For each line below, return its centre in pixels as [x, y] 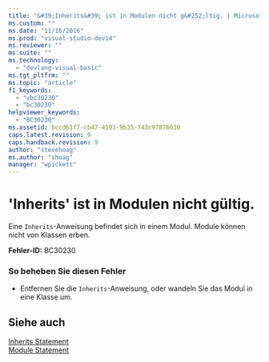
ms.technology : [34, 61]
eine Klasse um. [46, 297]
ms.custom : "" [32, 23]
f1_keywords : [30, 90]
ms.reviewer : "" [35, 46]
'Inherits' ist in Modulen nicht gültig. [131, 204]
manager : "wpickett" [43, 165]
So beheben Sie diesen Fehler [67, 271]
